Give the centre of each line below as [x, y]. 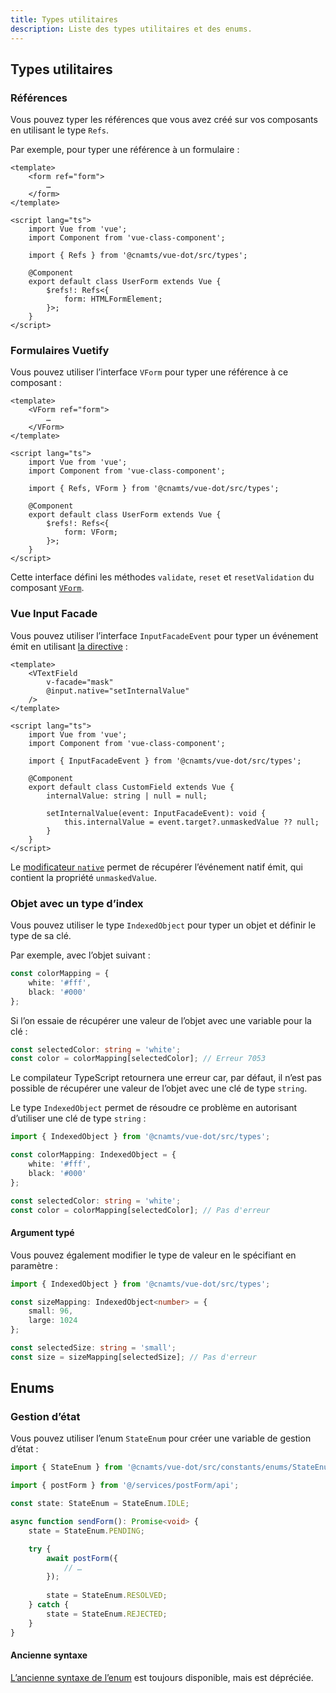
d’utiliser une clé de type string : [78, 1118]
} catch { [49, 1605]
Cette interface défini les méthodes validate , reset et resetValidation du [162, 577]
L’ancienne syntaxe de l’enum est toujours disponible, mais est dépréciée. [162, 1677]
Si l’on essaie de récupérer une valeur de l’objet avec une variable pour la [161, 1020]
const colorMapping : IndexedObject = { [93, 1155]
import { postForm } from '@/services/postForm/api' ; [125, 1486]
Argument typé [42, 1233]
